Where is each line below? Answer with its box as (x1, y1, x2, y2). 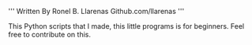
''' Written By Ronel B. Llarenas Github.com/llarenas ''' (8, 7, 185, 16)
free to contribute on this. (8, 30, 91, 39)
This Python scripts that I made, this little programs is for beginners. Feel (8, 22, 245, 30)
